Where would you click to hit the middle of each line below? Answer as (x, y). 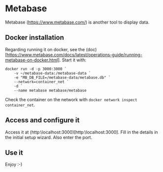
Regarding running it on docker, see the (45, 49)
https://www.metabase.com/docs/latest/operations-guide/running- (74, 55)
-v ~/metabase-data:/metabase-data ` (53, 73)
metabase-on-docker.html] (32, 60)
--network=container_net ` (41, 82)
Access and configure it (42, 120)
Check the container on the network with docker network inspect (71, 99)
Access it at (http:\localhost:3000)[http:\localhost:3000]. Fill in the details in (81, 132)
